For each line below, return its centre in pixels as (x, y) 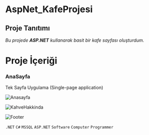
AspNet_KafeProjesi (49, 9)
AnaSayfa (18, 77)
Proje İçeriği (31, 61)
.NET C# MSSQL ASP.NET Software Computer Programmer (59, 127)
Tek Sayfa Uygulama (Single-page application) (54, 88)
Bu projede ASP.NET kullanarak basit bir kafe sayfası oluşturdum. (75, 40)
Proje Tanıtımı (28, 28)
